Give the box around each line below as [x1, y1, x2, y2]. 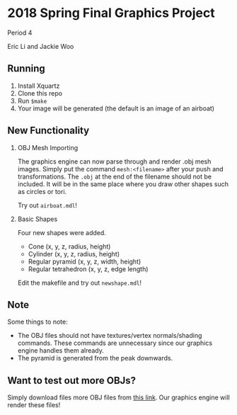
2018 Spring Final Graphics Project [7, 5, 215, 21]
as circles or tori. [17, 187, 67, 195]
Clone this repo [17, 89, 62, 97]
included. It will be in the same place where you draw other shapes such [17, 179, 229, 188]
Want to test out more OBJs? [7, 374, 137, 387]
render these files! [7, 401, 61, 409]
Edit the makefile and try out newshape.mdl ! [17, 278, 142, 287]
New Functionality [7, 125, 90, 137]
